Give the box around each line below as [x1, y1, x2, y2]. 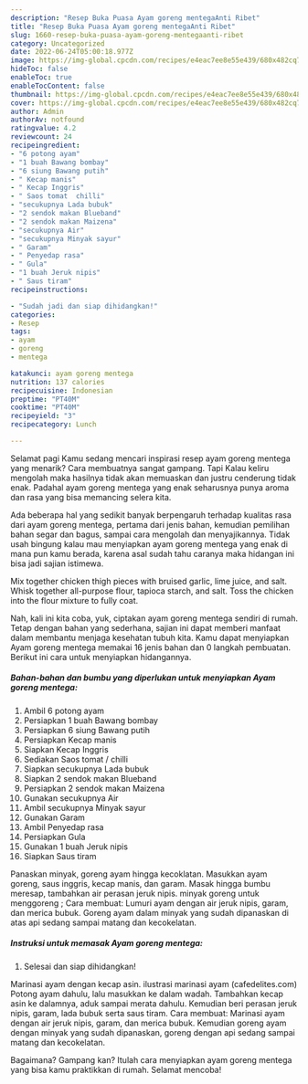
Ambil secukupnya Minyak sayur [23, 802, 146, 813]
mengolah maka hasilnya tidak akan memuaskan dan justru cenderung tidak [10, 472, 296, 483]
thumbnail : [10, 89, 52, 99]
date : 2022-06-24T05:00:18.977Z [10, 47, 133, 57]
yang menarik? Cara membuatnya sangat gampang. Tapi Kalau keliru [10, 462, 270, 473]
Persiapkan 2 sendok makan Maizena [23, 783, 165, 794]
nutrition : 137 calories [10, 377, 105, 386]
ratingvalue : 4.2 [10, 124, 77, 133]
